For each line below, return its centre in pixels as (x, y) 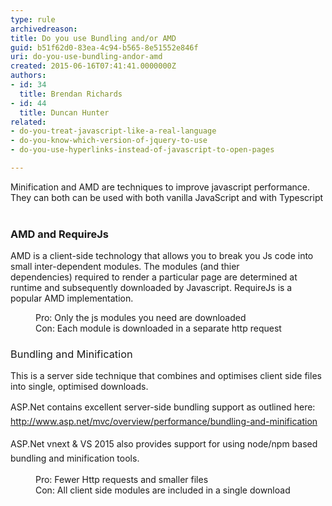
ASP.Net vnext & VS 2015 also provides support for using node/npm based (164, 444)
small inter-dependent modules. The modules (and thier (125, 267)
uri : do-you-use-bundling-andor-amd (86, 57)
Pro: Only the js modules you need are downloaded (141, 318)
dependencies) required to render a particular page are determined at (154, 277)
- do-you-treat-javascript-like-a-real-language (113, 131)
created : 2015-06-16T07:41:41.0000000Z (93, 66)
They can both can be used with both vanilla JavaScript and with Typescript (167, 197)
